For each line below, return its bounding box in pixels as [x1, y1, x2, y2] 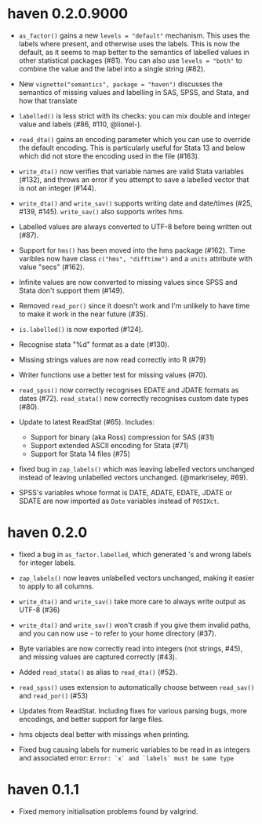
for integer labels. [18, 558, 76, 567]
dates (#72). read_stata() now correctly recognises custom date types [18, 393, 249, 403]
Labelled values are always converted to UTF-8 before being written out [18, 221, 253, 232]
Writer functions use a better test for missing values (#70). [18, 370, 209, 379]
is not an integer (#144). [18, 183, 96, 192]
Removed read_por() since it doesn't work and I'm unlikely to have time [18, 301, 250, 310]
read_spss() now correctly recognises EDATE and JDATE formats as [18, 385, 239, 395]
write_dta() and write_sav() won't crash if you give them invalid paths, [18, 620, 252, 629]
